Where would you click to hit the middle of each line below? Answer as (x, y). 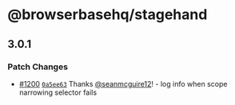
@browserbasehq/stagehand (108, 15)
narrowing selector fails (58, 92)
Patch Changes (38, 67)
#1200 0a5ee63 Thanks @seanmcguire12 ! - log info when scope (123, 84)
